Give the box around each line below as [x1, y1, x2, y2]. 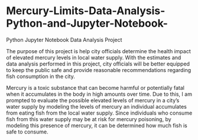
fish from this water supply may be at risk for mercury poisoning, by [6, 115, 171, 122]
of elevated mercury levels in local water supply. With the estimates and [6, 54, 181, 61]
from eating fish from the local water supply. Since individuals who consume [6, 109, 193, 116]
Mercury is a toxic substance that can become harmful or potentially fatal [6, 84, 185, 91]
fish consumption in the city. [6, 73, 76, 80]
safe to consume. [6, 128, 48, 135]
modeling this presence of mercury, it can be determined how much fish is [6, 122, 187, 129]
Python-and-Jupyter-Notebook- [6, 17, 168, 30]
